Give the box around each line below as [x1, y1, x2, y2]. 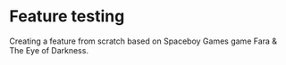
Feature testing [9, 6, 125, 27]
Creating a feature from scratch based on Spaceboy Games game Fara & [9, 36, 278, 46]
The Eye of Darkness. [9, 45, 89, 55]
